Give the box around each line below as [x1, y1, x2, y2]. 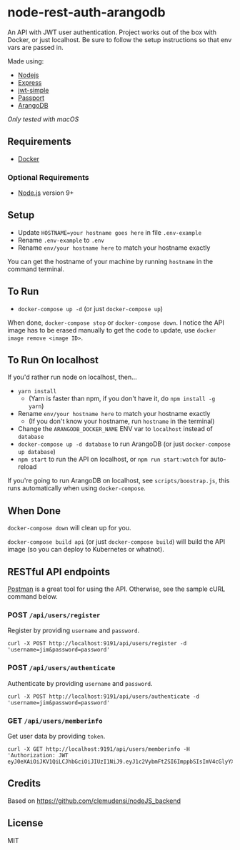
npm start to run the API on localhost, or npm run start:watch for [17, 455, 209, 464]
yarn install [17, 388, 57, 395]
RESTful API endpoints [7, 565, 111, 578]
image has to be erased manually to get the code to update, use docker [7, 325, 216, 334]
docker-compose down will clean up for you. [7, 524, 131, 532]
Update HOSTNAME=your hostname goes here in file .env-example [17, 228, 202, 236]
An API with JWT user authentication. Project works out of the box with [7, 28, 216, 36]
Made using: [7, 56, 44, 65]
